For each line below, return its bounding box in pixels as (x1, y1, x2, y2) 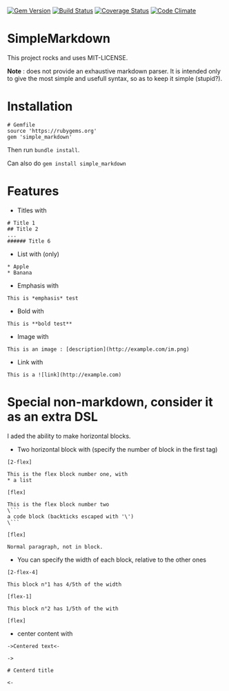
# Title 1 (7, 219, 36, 226)
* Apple (7, 263, 30, 270)
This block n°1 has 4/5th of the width (7, 581, 122, 588)
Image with (17, 332, 50, 340)
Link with (17, 358, 43, 366)
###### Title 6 (7, 237, 51, 245)
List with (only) (17, 250, 60, 258)
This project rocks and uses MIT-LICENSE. (7, 53, 128, 62)
